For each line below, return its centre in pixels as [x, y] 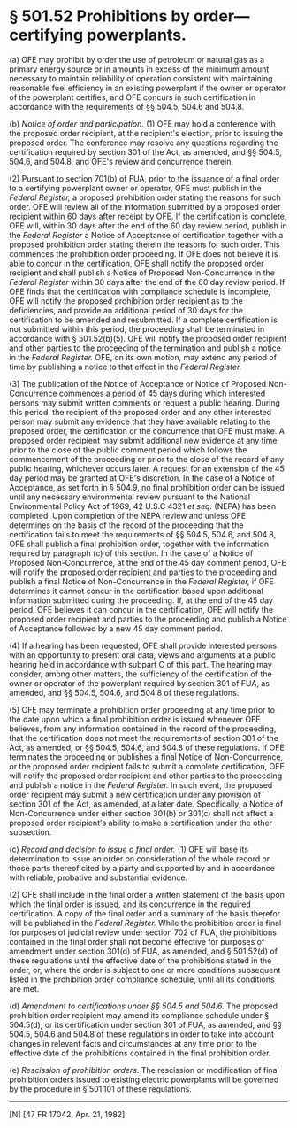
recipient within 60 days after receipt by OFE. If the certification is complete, [148, 216]
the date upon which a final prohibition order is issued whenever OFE [135, 719]
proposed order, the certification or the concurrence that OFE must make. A [147, 430]
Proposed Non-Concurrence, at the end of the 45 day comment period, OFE [148, 562]
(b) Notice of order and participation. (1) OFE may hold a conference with [142, 124]
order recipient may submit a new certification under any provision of [135, 794]
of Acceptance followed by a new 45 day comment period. [116, 628]
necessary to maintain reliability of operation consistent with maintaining [141, 78]
